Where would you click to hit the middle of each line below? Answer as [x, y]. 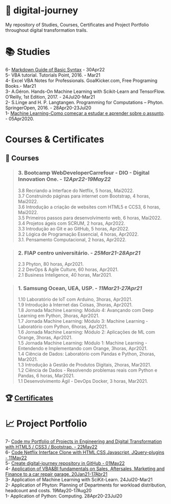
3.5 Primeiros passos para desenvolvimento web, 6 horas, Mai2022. [90, 218]
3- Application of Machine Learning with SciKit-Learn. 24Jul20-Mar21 [79, 479]
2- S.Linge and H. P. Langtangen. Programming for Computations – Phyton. [84, 102]
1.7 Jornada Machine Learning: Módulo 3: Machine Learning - [83, 321]
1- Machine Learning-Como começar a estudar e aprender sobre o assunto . [85, 113]
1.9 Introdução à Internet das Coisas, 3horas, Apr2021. [75, 305]
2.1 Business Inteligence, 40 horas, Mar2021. [65, 275]
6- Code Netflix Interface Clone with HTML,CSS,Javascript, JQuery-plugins [85, 452]
